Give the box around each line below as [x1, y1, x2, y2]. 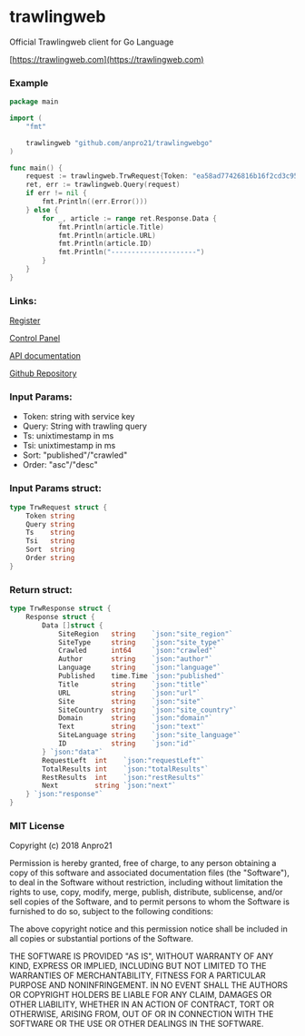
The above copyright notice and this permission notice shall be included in [9, 923, 288, 934]
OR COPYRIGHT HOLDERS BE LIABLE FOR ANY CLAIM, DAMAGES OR [9, 990, 272, 1001]
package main [9, 97, 59, 106]
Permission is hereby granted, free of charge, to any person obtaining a [9, 858, 277, 869]
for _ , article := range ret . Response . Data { [42, 213, 218, 223]
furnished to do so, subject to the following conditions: [9, 906, 213, 917]
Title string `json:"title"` [57, 679, 209, 689]
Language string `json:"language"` [57, 663, 221, 673]
